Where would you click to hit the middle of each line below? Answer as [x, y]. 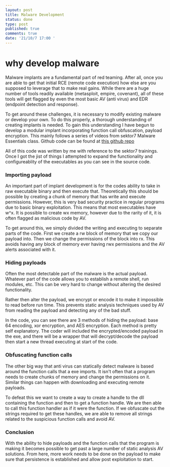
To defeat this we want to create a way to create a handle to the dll [75, 397]
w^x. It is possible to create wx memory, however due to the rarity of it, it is [83, 213]
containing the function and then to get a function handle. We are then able [83, 403]
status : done [19, 19]
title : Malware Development [35, 15]
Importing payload [28, 174]
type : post [17, 24]
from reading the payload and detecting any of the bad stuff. [68, 310]
